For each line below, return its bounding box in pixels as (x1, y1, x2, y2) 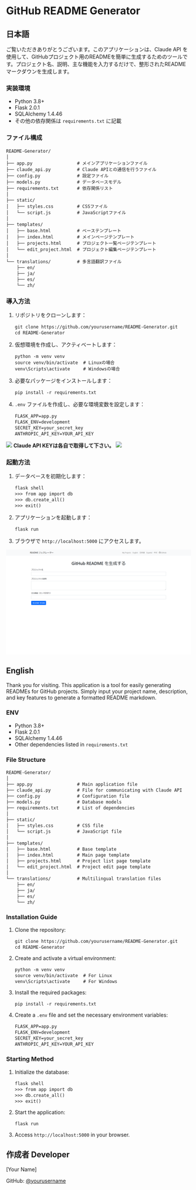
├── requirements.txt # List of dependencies (6, 805, 135, 811)
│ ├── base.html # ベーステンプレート (6, 228, 121, 234)
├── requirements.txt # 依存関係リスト (6, 185, 113, 191)
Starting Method (6, 1055, 54, 1063)
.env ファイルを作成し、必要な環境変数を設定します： (14, 400, 146, 407)
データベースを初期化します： (14, 473, 87, 480)
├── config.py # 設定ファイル (6, 173, 109, 179)
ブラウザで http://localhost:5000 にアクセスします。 (14, 538, 144, 545)
